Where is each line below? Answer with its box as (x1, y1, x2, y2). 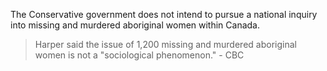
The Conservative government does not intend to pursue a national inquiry (10, 9, 318, 20)
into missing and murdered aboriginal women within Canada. (10, 19, 261, 31)
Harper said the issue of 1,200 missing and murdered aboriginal (34, 39, 297, 50)
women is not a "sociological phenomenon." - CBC (34, 49, 245, 61)
